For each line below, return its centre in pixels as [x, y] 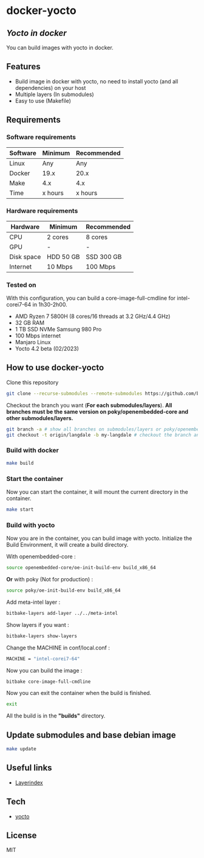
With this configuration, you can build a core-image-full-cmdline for [91, 298]
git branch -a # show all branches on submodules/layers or [84, 429]
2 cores [57, 237]
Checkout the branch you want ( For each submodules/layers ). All [89, 405]
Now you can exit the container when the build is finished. [79, 693]
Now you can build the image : [44, 670]
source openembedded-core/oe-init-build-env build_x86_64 [81, 568]
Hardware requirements [42, 211]
